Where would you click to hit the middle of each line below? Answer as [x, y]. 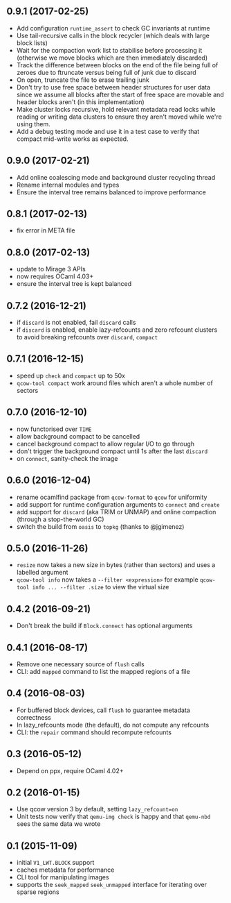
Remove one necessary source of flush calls [80, 664]
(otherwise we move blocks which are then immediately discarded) [112, 58]
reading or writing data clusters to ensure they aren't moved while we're [119, 117]
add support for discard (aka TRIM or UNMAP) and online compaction [116, 512]
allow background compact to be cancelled [78, 436]
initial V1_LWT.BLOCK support [55, 863]
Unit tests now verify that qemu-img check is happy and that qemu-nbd [113, 817]
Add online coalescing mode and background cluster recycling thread [116, 177]
